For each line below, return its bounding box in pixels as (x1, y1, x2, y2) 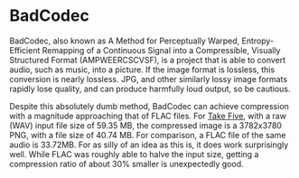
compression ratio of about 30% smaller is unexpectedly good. (9, 158, 244, 169)
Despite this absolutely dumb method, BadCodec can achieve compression (9, 100, 289, 111)
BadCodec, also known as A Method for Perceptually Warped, (9, 35, 240, 46)
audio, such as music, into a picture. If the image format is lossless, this (9, 64, 276, 75)
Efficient (9, 44, 41, 55)
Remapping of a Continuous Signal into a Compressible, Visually (42, 44, 281, 55)
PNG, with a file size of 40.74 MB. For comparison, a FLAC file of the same (9, 129, 286, 140)
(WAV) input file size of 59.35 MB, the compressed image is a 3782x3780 (9, 119, 283, 131)
